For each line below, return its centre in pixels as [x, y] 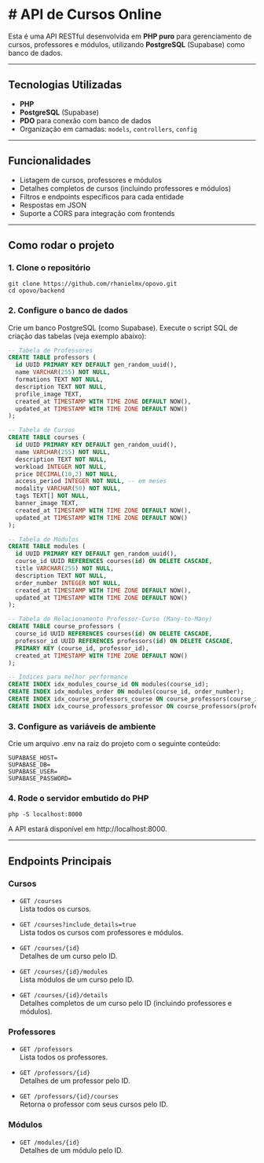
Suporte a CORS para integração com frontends [97, 213]
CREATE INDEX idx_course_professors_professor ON [91, 706]
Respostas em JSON [53, 205]
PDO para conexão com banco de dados [85, 120]
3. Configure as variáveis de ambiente [82, 726]
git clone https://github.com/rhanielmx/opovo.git [93, 284]
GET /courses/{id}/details [64, 996]
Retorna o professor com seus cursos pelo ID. [93, 1104]
